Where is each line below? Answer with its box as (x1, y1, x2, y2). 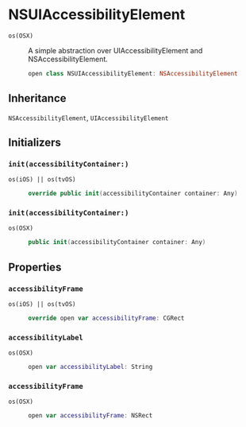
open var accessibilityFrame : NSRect (28, 412, 153, 420)
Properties (8, 260, 62, 274)
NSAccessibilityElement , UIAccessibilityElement (8, 113, 169, 122)
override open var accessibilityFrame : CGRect (28, 314, 185, 323)
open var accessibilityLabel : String (28, 363, 153, 371)
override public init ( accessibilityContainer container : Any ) (28, 189, 238, 198)
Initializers (8, 136, 62, 149)
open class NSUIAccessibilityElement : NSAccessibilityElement (28, 69, 238, 77)
